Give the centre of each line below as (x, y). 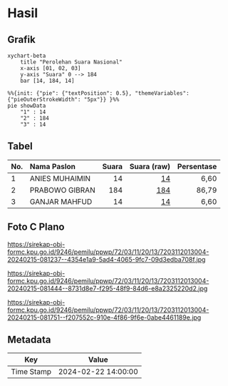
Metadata (29, 340)
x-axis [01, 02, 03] (51, 68)
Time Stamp (31, 372)
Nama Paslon (53, 166)
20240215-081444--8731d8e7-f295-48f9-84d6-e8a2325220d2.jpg (108, 288)
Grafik (21, 40)
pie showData (27, 106)
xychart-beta (27, 56)
